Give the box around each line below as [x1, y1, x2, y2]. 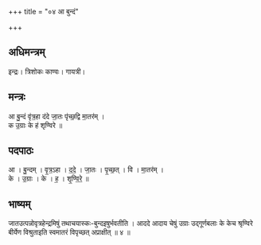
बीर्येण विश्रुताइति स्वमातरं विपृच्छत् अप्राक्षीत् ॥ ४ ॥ [8, 227, 130, 237]
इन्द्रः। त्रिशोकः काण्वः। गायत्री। [8, 67, 86, 76]
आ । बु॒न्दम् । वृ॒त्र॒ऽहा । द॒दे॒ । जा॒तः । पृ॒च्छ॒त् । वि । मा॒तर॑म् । [8, 165, 165, 174]
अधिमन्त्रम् [8, 45, 45, 59]
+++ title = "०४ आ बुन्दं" [8, 7, 80, 16]
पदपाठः [8, 144, 34, 157]
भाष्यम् [8, 197, 31, 211]
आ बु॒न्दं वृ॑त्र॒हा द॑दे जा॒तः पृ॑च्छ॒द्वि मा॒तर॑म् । [8, 111, 105, 121]
